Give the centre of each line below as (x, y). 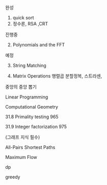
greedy (13, 177)
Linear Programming (27, 97)
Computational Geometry (32, 107)
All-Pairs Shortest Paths (30, 147)
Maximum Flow (21, 157)
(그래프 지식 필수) (23, 137)
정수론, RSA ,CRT (30, 24)
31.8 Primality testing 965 (32, 117)
